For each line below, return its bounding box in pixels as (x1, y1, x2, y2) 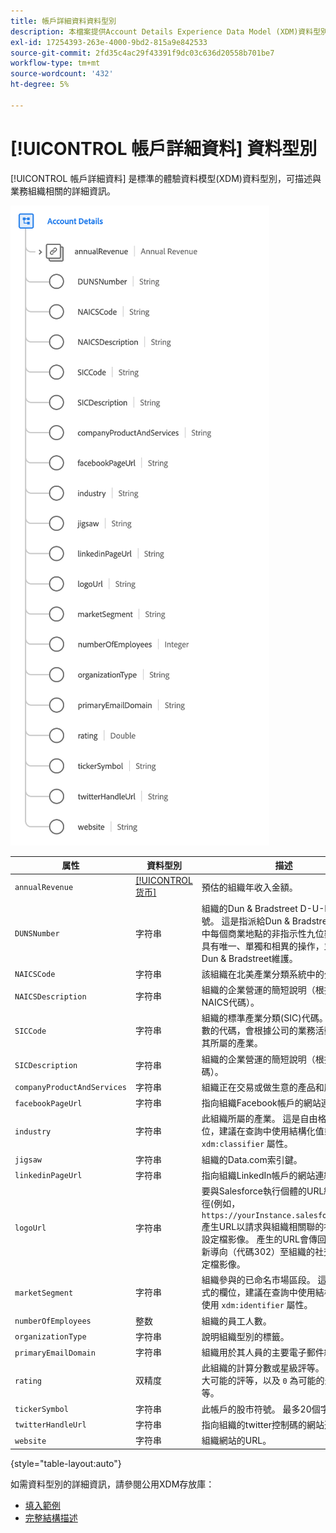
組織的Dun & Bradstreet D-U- (201, 902, 325, 914)
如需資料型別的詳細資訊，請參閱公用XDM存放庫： (10, 1478, 215, 1490)
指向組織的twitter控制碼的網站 (201, 1418, 325, 1430)
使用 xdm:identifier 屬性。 (201, 1299, 313, 1311)
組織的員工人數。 (201, 1315, 272, 1327)
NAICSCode (14, 970, 56, 980)
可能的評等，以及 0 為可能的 (209, 1375, 325, 1387)
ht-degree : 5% (10, 80, 70, 90)
